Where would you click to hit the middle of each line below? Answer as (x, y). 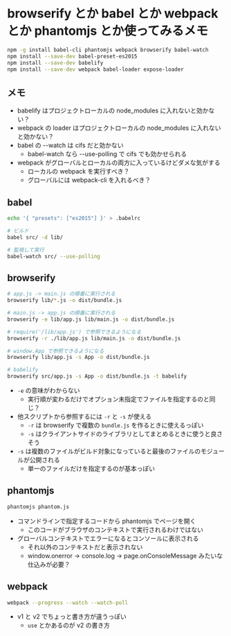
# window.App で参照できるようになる (56, 351)
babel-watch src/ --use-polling (54, 256)
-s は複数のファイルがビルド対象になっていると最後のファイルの (109, 451)
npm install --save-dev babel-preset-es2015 (72, 56)
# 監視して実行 (26, 250)
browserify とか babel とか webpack (113, 14)
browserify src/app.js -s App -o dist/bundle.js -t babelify (97, 376)
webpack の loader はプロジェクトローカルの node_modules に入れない (119, 128)
